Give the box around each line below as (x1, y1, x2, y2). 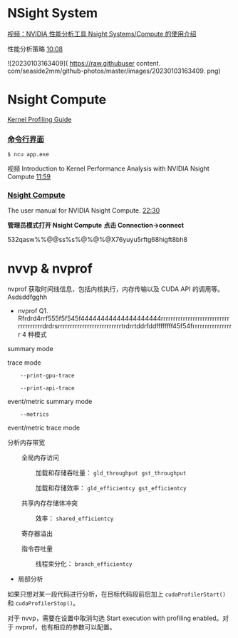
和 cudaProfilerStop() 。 (7, 599, 80, 607)
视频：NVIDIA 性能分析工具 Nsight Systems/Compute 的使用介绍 (7, 29, 197, 38)
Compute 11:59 (7, 173, 51, 181)
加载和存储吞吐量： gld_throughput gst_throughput (35, 469, 187, 477)
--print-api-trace (20, 385, 75, 392)
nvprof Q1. (17, 307, 48, 315)
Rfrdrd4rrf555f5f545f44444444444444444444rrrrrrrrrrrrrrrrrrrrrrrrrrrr (17, 314, 230, 323)
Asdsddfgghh (7, 293, 48, 301)
